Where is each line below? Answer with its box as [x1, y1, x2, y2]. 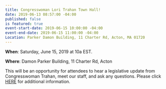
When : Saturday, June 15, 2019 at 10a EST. [5, 48, 93, 55]
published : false [5, 16, 41, 21]
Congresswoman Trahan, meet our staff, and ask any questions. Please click [5, 73, 162, 79]
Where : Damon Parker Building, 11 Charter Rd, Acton [5, 58, 112, 64]
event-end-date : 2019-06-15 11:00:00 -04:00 [5, 30, 99, 35]
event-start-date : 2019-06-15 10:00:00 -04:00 [5, 26, 103, 31]
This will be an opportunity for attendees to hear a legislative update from [5, 68, 155, 74]
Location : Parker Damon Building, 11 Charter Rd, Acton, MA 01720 [5, 35, 145, 40]
